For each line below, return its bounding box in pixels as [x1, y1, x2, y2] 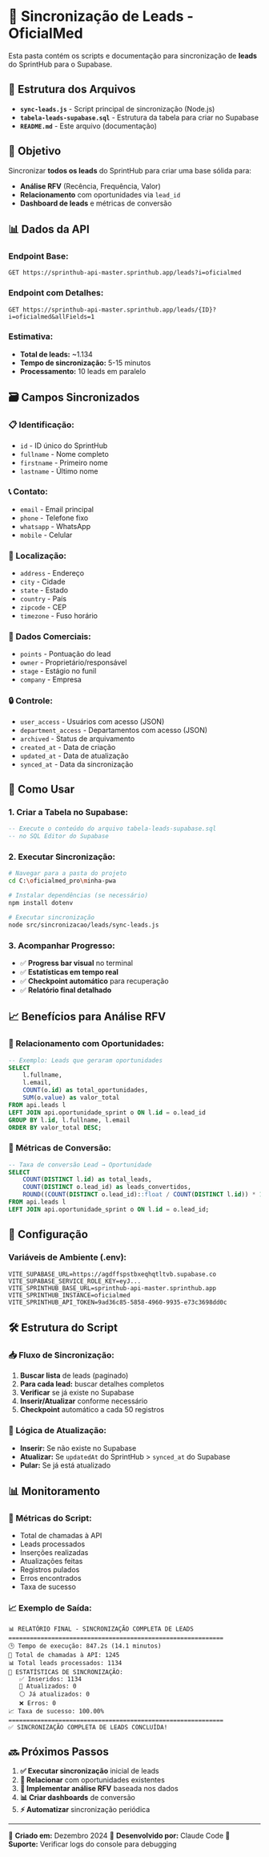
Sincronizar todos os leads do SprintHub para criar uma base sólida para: [8, 165, 252, 175]
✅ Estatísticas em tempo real [19, 967, 118, 976]
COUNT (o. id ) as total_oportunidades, [22, 1086, 149, 1094]
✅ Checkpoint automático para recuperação [19, 976, 170, 986]
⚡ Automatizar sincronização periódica [19, 1805, 151, 1814]
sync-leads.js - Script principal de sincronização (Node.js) [19, 104, 215, 113]
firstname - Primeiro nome [19, 458, 108, 467]
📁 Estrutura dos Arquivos [8, 83, 136, 96]
